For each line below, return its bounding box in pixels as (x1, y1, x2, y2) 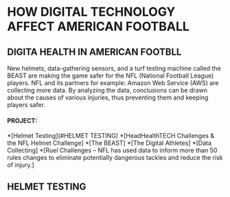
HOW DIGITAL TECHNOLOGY (7, 4, 176, 20)
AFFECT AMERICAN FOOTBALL (7, 19, 190, 34)
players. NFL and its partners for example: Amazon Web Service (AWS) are (7, 79, 219, 86)
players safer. (7, 101, 46, 108)
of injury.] (7, 161, 34, 169)
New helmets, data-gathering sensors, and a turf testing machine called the (7, 65, 221, 72)
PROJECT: (7, 116, 38, 124)
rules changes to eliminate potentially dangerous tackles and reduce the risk (7, 154, 223, 162)
